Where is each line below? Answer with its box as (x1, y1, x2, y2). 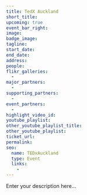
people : (6, 63, 25, 69)
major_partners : (6, 80, 46, 85)
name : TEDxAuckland (11, 150, 59, 156)
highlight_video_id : (6, 112, 57, 118)
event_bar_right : (6, 25, 48, 31)
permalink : (6, 139, 33, 145)
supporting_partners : (6, 90, 59, 96)
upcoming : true (6, 19, 43, 25)
